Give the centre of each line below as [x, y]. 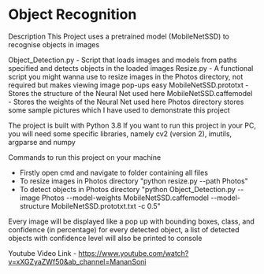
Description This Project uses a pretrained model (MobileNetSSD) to [119, 36]
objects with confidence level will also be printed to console [105, 238]
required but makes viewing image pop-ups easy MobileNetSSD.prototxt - [128, 85]
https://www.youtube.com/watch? [134, 253]
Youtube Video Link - [43, 253]
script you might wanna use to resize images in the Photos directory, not [126, 76]
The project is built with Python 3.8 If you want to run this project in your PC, [132, 125]
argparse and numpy [42, 142]
